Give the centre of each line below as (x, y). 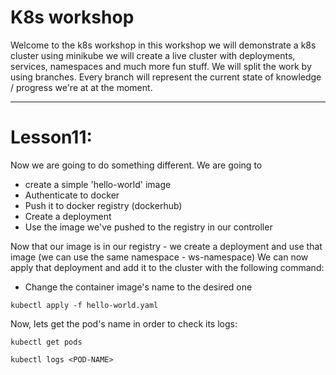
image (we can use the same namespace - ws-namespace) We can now (159, 257)
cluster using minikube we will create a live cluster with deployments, (153, 55)
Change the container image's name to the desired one (138, 287)
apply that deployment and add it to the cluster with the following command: (167, 267)
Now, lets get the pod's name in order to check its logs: (124, 323)
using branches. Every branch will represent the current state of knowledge (166, 77)
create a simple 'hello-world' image (98, 184)
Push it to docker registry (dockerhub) (103, 205)
